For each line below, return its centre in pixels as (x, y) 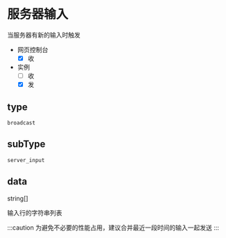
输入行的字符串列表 (35, 212)
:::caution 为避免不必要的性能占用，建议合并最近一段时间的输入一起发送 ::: (113, 228)
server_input (26, 160)
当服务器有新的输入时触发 (44, 35)
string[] (18, 198)
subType (26, 144)
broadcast (22, 122)
